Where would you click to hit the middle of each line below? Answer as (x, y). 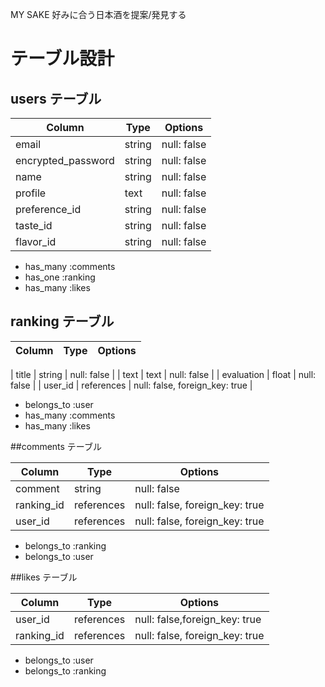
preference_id (48, 209)
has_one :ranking (60, 277)
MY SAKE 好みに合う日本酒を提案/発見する (98, 14)
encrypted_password (65, 160)
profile (31, 193)
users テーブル (56, 98)
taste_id (34, 225)
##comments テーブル (56, 446)
